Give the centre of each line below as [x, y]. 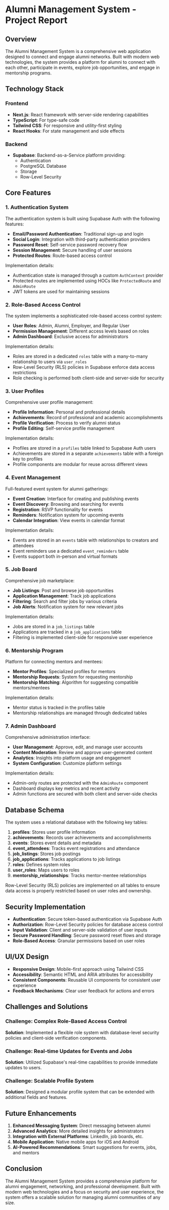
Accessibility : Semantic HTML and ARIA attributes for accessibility [83, 974]
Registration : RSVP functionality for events [58, 509]
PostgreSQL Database [43, 166]
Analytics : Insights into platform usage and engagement [72, 758]
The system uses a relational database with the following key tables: [77, 822]
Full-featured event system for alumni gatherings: [57, 488]
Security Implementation [45, 907]
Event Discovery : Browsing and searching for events [68, 504]
